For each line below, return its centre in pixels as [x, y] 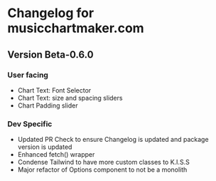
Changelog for [51, 13]
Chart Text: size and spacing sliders [70, 98]
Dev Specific [30, 124]
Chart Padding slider [48, 105]
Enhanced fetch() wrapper [56, 155]
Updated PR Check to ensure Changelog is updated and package [113, 140]
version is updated [45, 147]
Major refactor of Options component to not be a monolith [102, 170]
